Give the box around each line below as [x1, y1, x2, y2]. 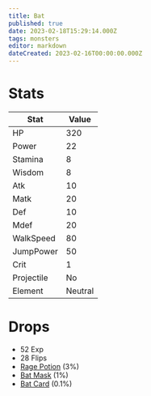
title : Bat [8, 11, 45, 20]
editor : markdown [8, 42, 67, 50]
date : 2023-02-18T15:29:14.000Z [8, 27, 117, 35]
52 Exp [19, 344, 44, 354]
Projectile [12, 272, 48, 283]
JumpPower [12, 245, 58, 257]
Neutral [65, 285, 94, 296]
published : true [8, 19, 63, 28]
